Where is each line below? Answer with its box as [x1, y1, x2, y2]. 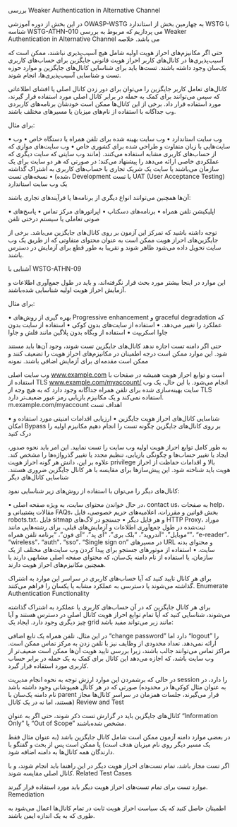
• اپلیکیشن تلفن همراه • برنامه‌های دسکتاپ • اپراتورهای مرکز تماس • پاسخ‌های [8, 207, 216, 215]
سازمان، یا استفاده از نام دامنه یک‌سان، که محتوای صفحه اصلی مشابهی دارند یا [8, 553, 214, 561]
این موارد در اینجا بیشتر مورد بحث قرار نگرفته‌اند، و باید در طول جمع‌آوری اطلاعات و [8, 278, 226, 286]
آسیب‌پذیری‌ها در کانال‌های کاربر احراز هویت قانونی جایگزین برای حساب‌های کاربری [8, 56, 224, 64]
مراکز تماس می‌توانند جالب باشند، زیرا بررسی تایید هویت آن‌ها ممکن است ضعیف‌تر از [8, 647, 231, 655]
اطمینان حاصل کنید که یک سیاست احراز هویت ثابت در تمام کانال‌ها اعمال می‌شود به [8, 804, 226, 812]
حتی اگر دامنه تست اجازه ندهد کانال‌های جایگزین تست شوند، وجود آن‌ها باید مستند [8, 342, 221, 350]
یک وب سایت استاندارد [8, 180, 68, 188]
